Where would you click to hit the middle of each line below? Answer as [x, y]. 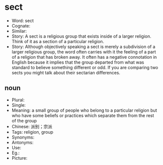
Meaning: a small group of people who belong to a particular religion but [84, 110]
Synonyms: [23, 137]
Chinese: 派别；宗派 [32, 126]
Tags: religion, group [32, 132]
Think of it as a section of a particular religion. [58, 41]
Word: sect [22, 21]
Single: [19, 105]
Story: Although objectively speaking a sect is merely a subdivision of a [83, 47]
